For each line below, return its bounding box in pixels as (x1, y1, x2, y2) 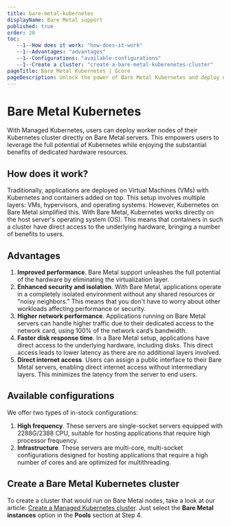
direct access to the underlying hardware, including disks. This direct (16, 341, 213, 349)
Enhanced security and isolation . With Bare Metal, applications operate (16, 282, 221, 290)
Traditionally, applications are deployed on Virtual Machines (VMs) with (7, 186, 209, 194)
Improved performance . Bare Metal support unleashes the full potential (16, 268, 221, 276)
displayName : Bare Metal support (7, 16, 103, 23)
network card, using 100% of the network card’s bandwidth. (16, 326, 188, 334)
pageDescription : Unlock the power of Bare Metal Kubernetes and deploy (7, 73, 220, 81)
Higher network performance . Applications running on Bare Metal (16, 312, 206, 320)
